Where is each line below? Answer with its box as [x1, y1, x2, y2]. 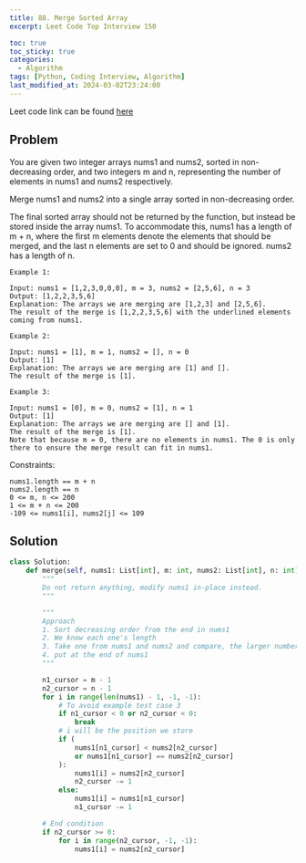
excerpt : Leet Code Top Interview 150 [9, 22, 157, 31]
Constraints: [9, 459, 56, 470]
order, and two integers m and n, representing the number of [53, 166, 281, 177]
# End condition [42, 818, 104, 828]
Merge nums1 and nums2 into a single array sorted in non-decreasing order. [9, 193, 295, 204]
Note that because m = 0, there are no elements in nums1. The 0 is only [9, 435, 296, 444]
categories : [9, 56, 55, 65]
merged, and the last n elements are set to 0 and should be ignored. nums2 [9, 240, 292, 251]
